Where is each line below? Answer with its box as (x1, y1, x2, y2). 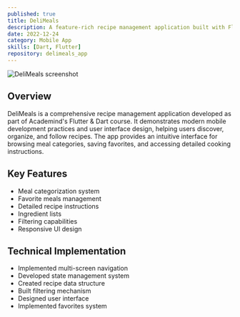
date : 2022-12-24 (7, 30, 59, 38)
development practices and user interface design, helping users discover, (7, 124, 224, 132)
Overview (7, 90, 52, 103)
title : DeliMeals (7, 17, 59, 24)
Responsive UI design (17, 224, 82, 233)
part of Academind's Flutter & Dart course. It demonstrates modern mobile (7, 117, 226, 125)
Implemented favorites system (17, 302, 107, 311)
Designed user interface (17, 294, 89, 303)
